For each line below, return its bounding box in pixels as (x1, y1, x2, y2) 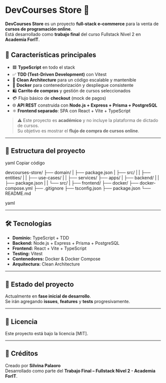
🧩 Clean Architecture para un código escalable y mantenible (12, 77, 137, 83)
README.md (5, 190, 31, 196)
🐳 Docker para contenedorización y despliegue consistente (12, 82, 134, 88)
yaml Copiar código (5, 160, 45, 166)
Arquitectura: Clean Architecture (12, 261, 80, 267)
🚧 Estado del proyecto (5, 280, 74, 288)
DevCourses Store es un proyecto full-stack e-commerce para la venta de (5, 21, 159, 27)
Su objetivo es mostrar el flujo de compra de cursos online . (17, 128, 139, 134)
